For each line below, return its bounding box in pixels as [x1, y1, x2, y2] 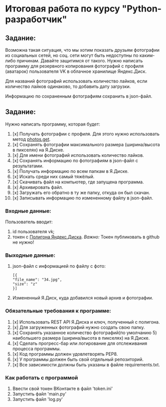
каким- [139, 52, 155, 58]
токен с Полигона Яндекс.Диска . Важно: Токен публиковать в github [12, 234, 160, 240]
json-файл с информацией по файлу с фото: [12, 263, 106, 269]
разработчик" [5, 14, 67, 25]
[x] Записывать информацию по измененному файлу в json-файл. [12, 194, 153, 201]
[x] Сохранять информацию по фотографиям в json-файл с [12, 157, 138, 163]
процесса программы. [12, 345, 61, 352]
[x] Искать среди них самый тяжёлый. [12, 173, 95, 179]
